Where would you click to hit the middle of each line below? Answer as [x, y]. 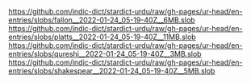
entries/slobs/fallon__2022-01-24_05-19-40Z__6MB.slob [102, 20]
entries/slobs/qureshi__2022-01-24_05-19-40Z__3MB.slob [105, 54]
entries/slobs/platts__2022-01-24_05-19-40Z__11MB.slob [102, 37]
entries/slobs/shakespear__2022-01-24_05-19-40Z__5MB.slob [112, 71]
